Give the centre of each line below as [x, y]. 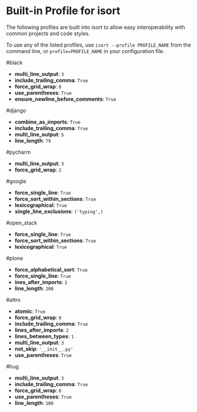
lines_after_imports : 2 [41, 330]
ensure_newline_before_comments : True [65, 99]
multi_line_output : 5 [39, 134]
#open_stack [22, 223]
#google [16, 181]
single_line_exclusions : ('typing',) [59, 211]
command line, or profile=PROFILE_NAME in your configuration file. [85, 51]
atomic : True [30, 311]
